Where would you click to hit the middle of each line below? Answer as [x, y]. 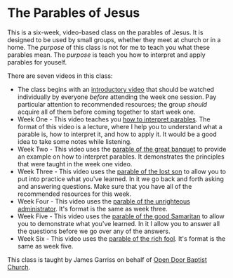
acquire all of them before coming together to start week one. [106, 112]
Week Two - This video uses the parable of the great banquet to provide [122, 149]
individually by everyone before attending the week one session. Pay [117, 97]
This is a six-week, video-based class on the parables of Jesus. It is [105, 32]
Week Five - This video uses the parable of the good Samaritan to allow [121, 216]
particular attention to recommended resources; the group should [112, 104]
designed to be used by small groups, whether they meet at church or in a [114, 39]
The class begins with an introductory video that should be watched [116, 89]
